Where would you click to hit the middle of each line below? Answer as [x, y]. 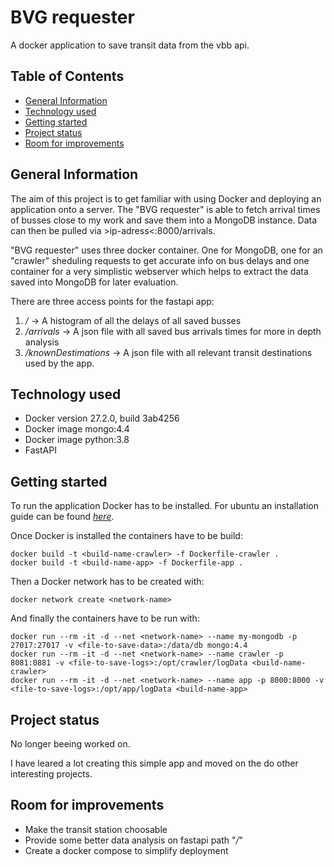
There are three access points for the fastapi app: [112, 301]
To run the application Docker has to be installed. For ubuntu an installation [164, 506]
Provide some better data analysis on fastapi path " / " [134, 840]
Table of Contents [67, 76]
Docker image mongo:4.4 [77, 429]
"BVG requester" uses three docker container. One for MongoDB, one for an [166, 250]
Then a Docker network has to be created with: [107, 582]
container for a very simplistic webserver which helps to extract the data [159, 271]
